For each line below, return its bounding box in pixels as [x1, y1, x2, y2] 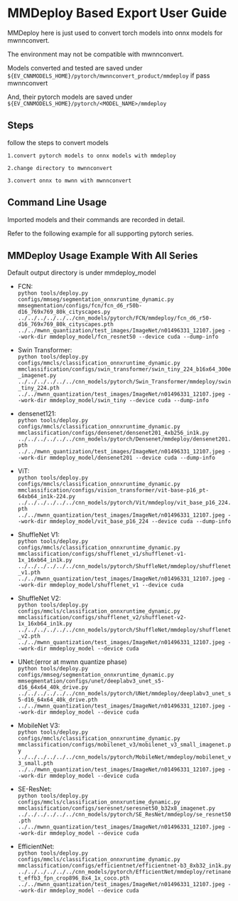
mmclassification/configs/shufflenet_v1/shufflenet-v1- [17, 550, 187, 558]
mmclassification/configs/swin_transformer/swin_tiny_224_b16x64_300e [17, 366, 232, 373]
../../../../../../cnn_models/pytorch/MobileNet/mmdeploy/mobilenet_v [17, 754, 232, 761]
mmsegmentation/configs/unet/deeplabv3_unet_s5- [17, 678, 165, 685]
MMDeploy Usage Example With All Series [7, 249, 198, 261]
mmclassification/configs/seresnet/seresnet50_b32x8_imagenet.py [17, 805, 215, 812]
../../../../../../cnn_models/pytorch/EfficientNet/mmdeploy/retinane [17, 868, 232, 876]
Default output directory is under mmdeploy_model [7, 268, 156, 277]
